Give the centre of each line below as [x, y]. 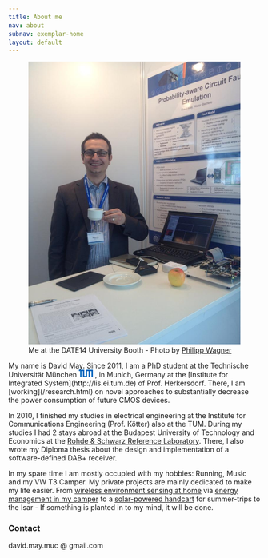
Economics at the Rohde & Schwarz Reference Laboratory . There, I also [126, 440]
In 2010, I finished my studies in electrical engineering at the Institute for [127, 415]
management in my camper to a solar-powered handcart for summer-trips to [134, 499]
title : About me [35, 17]
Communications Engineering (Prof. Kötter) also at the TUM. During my [125, 424]
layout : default [35, 42]
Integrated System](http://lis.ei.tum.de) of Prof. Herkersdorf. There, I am [127, 383]
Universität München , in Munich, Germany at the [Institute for [118, 374]
